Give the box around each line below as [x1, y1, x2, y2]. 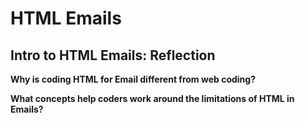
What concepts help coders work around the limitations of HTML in [10, 93, 295, 104]
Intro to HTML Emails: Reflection [10, 47, 216, 64]
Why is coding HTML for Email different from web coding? [10, 73, 256, 85]
